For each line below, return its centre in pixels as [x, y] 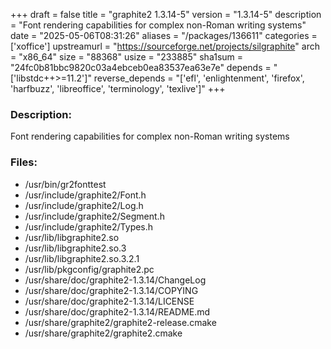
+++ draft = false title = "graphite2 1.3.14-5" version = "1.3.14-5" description [166, 14]
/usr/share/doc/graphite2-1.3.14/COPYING [111, 290]
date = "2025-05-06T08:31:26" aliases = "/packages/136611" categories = [164, 35]
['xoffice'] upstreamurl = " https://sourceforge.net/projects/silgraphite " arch [165, 46]
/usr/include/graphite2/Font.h [85, 195]
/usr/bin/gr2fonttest [65, 184]
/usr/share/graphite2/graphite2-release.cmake [120, 322]
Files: [24, 162]
